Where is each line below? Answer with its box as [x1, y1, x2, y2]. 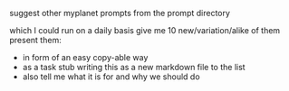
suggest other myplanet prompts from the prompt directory [9, 8, 231, 18]
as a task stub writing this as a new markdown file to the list [22, 62, 246, 72]
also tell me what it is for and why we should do [22, 71, 201, 82]
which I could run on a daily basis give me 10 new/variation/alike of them [9, 25, 281, 35]
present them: [9, 35, 62, 45]
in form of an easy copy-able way [22, 52, 149, 62]
